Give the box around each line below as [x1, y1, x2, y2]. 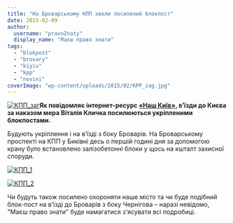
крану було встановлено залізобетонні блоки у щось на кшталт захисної [7, 144, 224, 153]
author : [7, 23, 30, 30]
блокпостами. [7, 116, 51, 125]
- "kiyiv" [13, 62, 42, 69]
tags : [7, 43, 23, 50]
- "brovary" [13, 56, 49, 63]
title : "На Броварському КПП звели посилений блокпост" [7, 10, 174, 18]
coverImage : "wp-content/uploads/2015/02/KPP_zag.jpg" [7, 82, 171, 89]
